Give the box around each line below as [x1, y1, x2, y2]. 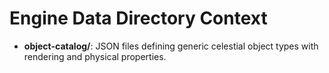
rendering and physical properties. [23, 50, 167, 62]
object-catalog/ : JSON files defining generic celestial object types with [23, 40, 319, 52]
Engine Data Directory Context [9, 7, 268, 30]
